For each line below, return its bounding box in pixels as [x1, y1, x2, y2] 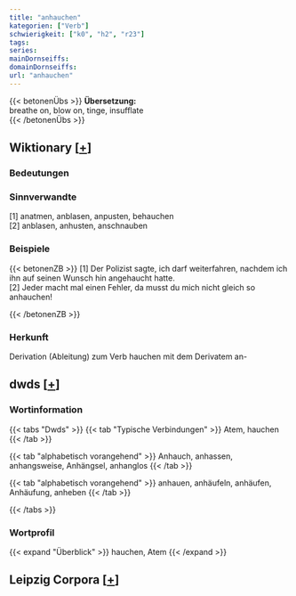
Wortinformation [9, 404, 83, 416]
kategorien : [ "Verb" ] [9, 21, 90, 30]
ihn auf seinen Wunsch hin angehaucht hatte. [9, 273, 175, 283]
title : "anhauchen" [9, 12, 82, 22]
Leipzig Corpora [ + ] [9, 572, 120, 588]
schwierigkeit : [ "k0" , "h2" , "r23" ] [9, 29, 145, 38]
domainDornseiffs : [9, 63, 77, 72]
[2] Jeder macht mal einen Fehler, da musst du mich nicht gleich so [9, 282, 256, 292]
